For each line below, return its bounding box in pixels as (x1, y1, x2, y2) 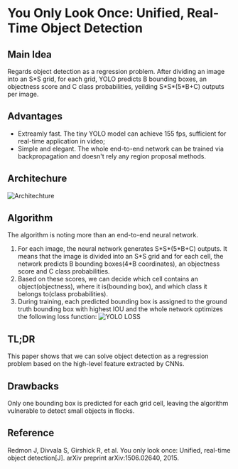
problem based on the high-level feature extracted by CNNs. (7, 360, 185, 368)
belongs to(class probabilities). (17, 290, 109, 298)
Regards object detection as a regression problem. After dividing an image (7, 68, 225, 75)
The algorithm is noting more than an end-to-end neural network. (7, 231, 199, 239)
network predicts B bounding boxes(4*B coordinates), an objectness (17, 259, 220, 268)
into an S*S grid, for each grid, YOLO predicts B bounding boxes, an (7, 75, 207, 83)
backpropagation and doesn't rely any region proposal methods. (17, 151, 206, 161)
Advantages (7, 110, 63, 122)
